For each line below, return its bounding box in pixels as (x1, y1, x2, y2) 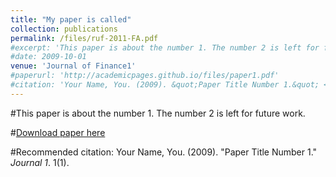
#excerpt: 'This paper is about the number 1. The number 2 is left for (10, 42, 320, 53)
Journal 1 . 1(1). (10, 156, 70, 168)
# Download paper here (10, 126, 106, 138)
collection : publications (10, 24, 118, 34)
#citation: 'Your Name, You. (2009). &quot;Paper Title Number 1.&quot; (10, 80, 320, 90)
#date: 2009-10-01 (10, 52, 87, 62)
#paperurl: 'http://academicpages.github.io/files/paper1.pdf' (10, 71, 280, 81)
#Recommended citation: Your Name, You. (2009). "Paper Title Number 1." (10, 146, 318, 158)
